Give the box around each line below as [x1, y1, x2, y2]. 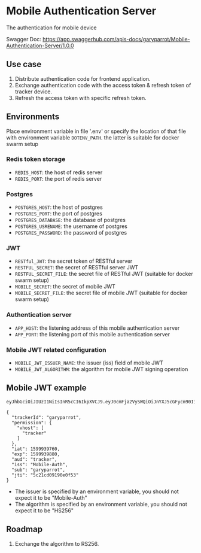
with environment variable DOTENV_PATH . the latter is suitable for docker [6, 133, 179, 141]
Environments [6, 112, 60, 122]
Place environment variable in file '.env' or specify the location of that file [6, 127, 187, 135]
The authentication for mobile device [6, 24, 97, 31]
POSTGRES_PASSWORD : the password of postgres [14, 229, 127, 236]
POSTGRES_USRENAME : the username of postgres [14, 223, 127, 230]
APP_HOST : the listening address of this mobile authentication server [14, 324, 180, 332]
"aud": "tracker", [11, 456, 58, 462]
